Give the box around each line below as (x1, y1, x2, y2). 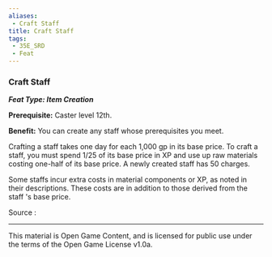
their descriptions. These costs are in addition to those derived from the (8, 183, 249, 193)
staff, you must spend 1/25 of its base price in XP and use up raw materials (8, 151, 258, 161)
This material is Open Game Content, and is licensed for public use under (8, 231, 253, 241)
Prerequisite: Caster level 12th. (8, 110, 113, 120)
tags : (8, 34, 27, 43)
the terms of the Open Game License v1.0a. (8, 240, 153, 250)
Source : (8, 208, 36, 217)
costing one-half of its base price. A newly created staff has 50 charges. (8, 159, 251, 169)
